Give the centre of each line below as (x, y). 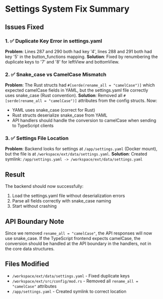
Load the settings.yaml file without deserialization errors (68, 196)
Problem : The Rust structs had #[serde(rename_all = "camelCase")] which (80, 85)
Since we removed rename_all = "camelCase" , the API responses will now (79, 233)
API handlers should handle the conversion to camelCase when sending (84, 120)
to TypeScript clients (33, 126)
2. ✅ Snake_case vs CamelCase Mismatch (56, 74)
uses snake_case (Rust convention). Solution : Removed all (64, 96)
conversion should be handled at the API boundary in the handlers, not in (78, 244)
